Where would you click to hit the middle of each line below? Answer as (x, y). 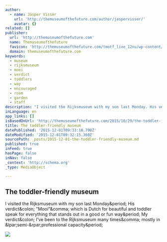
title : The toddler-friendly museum (43, 125)
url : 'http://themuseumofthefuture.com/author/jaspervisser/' (80, 19)
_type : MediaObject (25, 167)
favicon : (19, 47)
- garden (19, 98)
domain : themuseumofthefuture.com (45, 51)
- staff (18, 103)
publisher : (16, 33)
